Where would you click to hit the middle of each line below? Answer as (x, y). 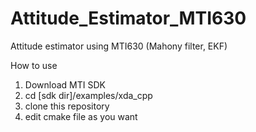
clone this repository (67, 106)
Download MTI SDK (65, 84)
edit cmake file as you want (81, 116)
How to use (34, 65)
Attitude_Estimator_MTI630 (128, 18)
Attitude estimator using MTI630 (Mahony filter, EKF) (119, 46)
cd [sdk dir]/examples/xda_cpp (88, 95)
